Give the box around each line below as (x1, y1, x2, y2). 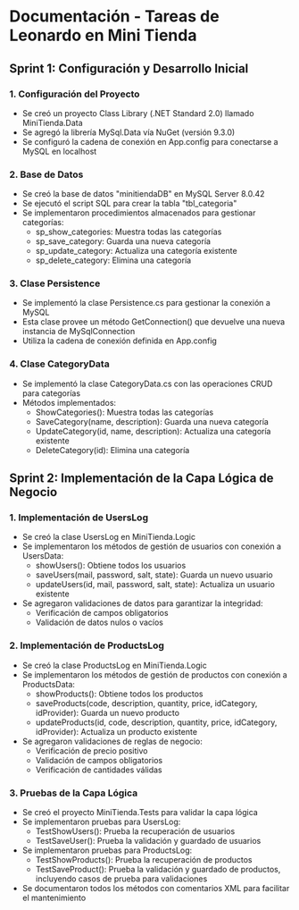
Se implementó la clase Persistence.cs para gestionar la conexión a (21, 298, 270, 308)
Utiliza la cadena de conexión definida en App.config (21, 335, 217, 346)
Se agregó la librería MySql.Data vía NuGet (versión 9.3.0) (21, 127, 236, 138)
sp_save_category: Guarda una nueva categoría (35, 236, 212, 247)
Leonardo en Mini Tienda (9, 25, 197, 46)
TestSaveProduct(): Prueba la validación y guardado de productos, (35, 864, 281, 875)
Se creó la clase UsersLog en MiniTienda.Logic (21, 532, 196, 543)
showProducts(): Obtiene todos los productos (35, 688, 203, 699)
